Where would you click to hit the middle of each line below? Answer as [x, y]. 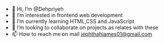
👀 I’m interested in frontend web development [67, 15]
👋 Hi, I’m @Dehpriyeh [37, 9]
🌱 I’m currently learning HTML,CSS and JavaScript [73, 21]
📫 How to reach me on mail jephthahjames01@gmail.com [82, 34]
